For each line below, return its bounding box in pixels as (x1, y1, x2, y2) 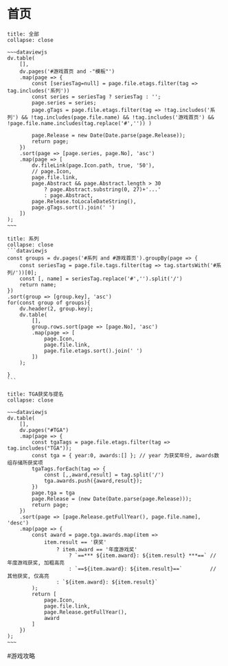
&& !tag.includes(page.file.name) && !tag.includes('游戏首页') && (21, 114, 214, 121)
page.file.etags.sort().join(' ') (43, 347, 143, 354)
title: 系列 (7, 235, 39, 242)
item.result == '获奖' (43, 538, 107, 546)
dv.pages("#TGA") (19, 426, 69, 433)
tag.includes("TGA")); (7, 444, 72, 452)
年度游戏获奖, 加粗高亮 (7, 559, 65, 566)
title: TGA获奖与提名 (7, 391, 64, 398)
